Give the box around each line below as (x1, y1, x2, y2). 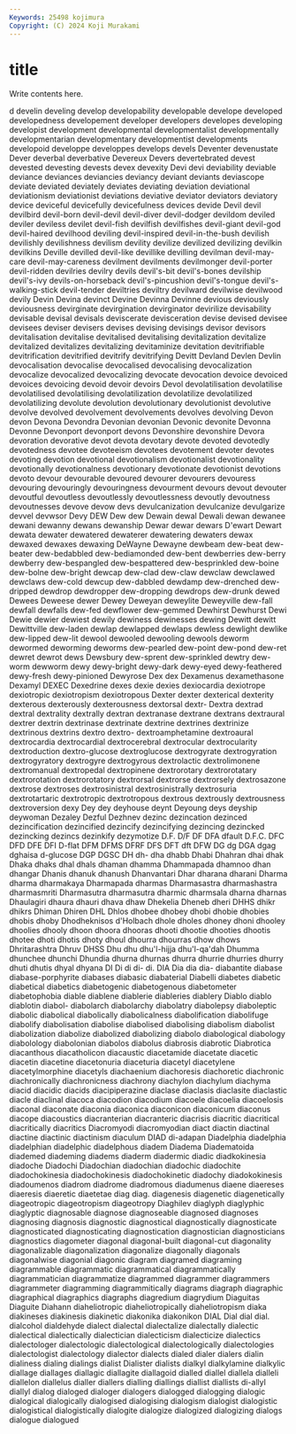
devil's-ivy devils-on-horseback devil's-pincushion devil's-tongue (9, 276, 250, 286)
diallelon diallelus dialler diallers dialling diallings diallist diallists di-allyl (9, 1377, 267, 1388)
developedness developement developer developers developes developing (9, 115, 283, 126)
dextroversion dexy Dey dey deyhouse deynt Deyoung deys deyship (9, 803, 258, 814)
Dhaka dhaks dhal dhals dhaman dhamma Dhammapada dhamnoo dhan (9, 859, 271, 869)
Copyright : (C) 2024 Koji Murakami (9, 21, 140, 30)
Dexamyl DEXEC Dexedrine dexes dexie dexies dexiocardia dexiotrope (9, 680, 266, 691)
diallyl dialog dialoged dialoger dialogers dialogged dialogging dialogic (9, 1386, 266, 1397)
